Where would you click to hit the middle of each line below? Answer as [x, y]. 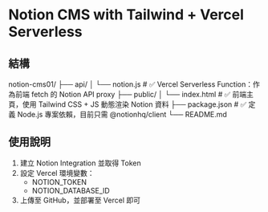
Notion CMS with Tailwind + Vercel [126, 15]
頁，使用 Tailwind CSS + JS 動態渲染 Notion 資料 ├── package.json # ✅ [128, 104]
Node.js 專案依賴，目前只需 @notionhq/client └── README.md [122, 114]
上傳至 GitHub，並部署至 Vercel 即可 [80, 200]
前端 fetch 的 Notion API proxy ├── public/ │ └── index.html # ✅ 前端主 [134, 94]
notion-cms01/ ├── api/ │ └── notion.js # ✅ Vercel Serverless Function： [131, 84]
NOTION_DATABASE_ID [71, 190]
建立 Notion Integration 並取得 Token [81, 163]
